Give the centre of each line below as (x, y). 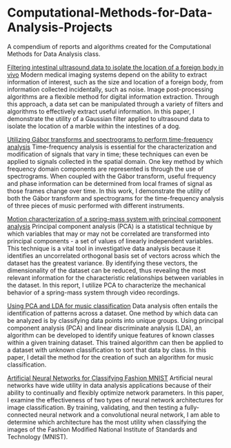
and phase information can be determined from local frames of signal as (110, 183)
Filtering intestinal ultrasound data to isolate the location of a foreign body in (115, 67)
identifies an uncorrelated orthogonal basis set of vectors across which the (114, 255)
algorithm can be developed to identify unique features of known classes (111, 335)
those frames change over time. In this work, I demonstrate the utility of (109, 191)
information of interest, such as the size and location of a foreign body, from (115, 82)
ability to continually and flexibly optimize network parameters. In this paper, (115, 393)
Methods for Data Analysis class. (54, 54)
